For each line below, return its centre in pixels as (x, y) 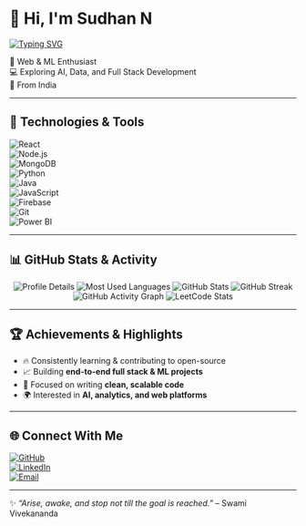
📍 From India (33, 85)
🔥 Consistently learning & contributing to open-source (124, 361)
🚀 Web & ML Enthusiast (53, 61)
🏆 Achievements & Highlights (97, 334)
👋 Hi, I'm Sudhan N (81, 19)
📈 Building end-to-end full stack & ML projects (112, 372)
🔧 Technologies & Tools (77, 122)
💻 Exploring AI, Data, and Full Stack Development (103, 71)
